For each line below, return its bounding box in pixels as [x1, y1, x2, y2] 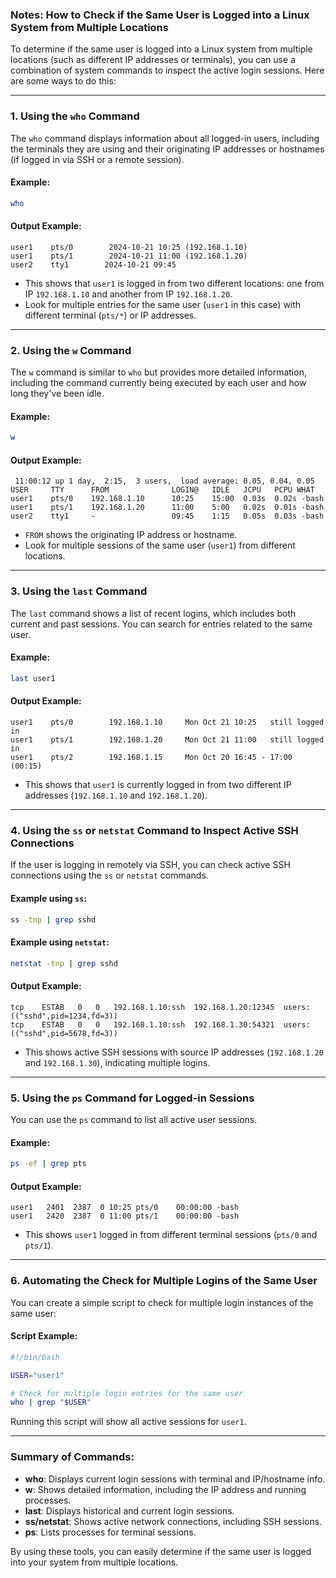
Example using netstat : [10, 936, 110, 948]
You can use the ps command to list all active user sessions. [10, 1113, 258, 1125]
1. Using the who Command [10, 109, 140, 123]
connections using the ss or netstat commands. [10, 869, 209, 882]
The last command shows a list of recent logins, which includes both [10, 607, 297, 619]
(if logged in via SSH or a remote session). [10, 153, 185, 165]
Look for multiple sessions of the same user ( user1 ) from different [24, 539, 296, 552]
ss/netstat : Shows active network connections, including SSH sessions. [24, 1515, 323, 1527]
